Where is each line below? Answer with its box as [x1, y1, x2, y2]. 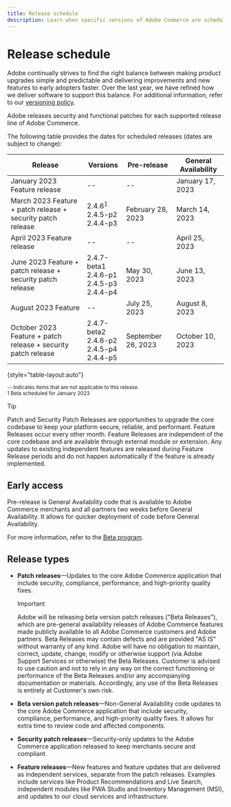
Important [16, 599, 45, 608]
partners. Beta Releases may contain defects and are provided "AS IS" [16, 635, 217, 644]
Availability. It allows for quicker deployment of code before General [7, 512, 199, 521]
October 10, [176, 332, 216, 341]
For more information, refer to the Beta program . [7, 533, 144, 541]
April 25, [176, 233, 204, 243]
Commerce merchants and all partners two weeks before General [7, 505, 192, 514]
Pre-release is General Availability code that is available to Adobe [7, 498, 192, 506]
